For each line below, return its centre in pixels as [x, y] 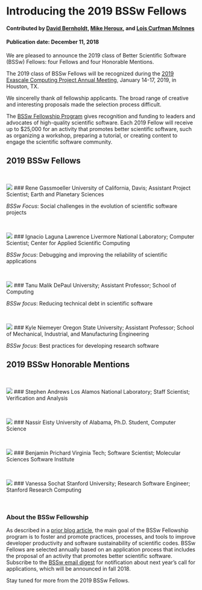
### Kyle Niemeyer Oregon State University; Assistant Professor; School [104, 327]
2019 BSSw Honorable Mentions [68, 364]
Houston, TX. [23, 86]
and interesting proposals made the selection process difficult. [84, 104]
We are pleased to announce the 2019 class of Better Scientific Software [96, 55]
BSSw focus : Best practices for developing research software [83, 345]
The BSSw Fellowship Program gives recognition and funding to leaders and [101, 116]
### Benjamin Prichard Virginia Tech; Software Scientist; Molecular [97, 453]
